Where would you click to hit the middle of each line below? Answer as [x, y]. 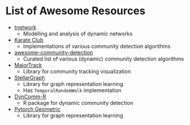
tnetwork [25, 27]
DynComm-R [30, 97]
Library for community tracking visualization [77, 71]
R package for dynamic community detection [78, 102]
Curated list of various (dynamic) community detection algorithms [104, 59]
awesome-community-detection [53, 52]
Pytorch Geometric [37, 109]
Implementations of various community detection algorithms [96, 46]
